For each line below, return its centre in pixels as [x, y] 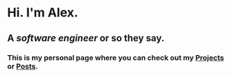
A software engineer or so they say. [86, 38]
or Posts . [23, 66]
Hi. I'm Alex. [43, 13]
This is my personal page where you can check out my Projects [115, 58]
